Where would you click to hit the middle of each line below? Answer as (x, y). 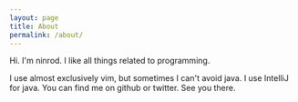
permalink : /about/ (46, 35)
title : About (34, 26)
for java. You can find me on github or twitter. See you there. (123, 88)
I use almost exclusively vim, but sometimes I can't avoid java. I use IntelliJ (149, 78)
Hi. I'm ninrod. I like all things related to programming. (110, 61)
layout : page (34, 18)
